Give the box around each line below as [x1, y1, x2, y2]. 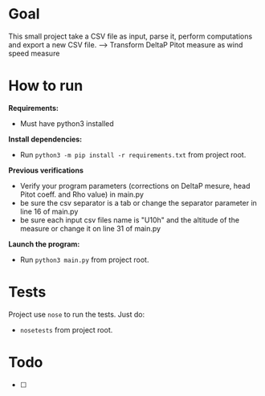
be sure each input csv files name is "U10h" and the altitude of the [19, 214, 239, 225]
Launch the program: [8, 239, 80, 249]
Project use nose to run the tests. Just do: [8, 309, 145, 319]
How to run [8, 77, 84, 95]
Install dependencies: [8, 134, 83, 144]
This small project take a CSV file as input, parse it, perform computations [8, 31, 253, 41]
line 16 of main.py [19, 206, 79, 216]
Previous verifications [8, 165, 84, 175]
